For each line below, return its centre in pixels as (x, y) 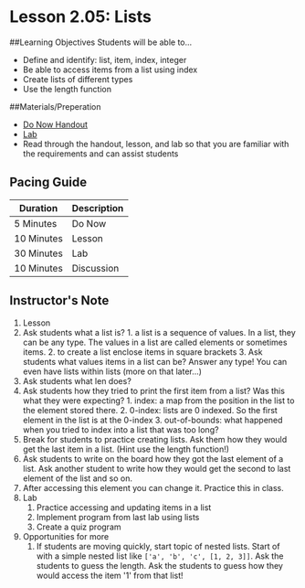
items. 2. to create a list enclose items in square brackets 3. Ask (142, 352)
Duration (39, 208)
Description (98, 208)
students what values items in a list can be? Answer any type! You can (155, 361)
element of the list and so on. (77, 478)
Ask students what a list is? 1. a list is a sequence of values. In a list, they (159, 332)
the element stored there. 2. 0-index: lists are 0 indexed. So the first (150, 410)
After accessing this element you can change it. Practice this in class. (153, 487)
